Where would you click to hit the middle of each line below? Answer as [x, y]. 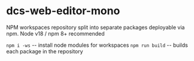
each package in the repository [45, 51]
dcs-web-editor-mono [63, 11]
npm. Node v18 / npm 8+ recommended [55, 33]
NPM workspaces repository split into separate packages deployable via [96, 27]
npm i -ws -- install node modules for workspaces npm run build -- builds [97, 45]
